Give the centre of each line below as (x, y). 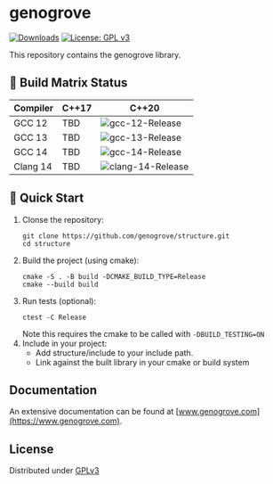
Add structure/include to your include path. (114, 353)
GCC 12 (31, 123)
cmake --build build (60, 284)
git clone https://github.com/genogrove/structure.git (126, 236)
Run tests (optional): (59, 300)
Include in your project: (64, 343)
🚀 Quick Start (47, 198)
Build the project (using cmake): (80, 260)
